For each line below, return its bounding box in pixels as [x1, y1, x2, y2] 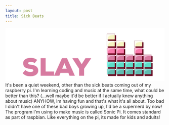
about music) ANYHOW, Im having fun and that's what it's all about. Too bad [5, 98, 164, 104]
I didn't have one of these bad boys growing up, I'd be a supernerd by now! [5, 104, 162, 110]
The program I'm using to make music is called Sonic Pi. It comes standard [5, 109, 161, 115]
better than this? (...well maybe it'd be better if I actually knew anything [5, 93, 153, 99]
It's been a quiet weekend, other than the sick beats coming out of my [5, 82, 151, 88]
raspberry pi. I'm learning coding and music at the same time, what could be [5, 88, 164, 94]
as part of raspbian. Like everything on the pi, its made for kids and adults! [5, 114, 160, 120]
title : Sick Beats [5, 13, 44, 19]
